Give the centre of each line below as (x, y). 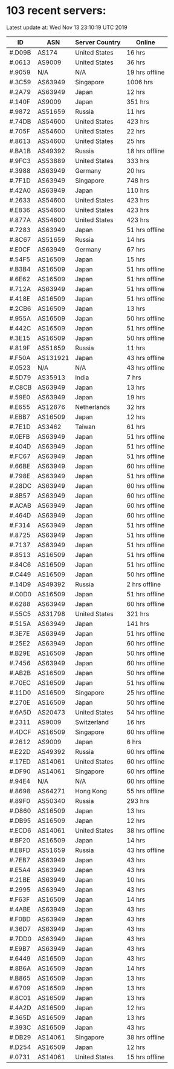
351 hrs (138, 102)
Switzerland (92, 722)
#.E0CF (20, 249)
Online (145, 42)
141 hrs (138, 624)
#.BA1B (20, 151)
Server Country (98, 42)
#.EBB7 (20, 417)
